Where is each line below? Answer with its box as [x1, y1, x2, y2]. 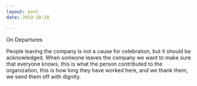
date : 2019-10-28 [6, 14, 50, 20]
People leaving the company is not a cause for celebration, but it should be [6, 47, 192, 54]
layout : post [6, 8, 39, 15]
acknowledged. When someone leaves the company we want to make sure [6, 54, 192, 61]
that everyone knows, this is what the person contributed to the [6, 60, 163, 67]
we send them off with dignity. [6, 73, 81, 80]
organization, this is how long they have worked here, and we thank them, [6, 66, 189, 73]
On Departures [6, 36, 43, 43]
